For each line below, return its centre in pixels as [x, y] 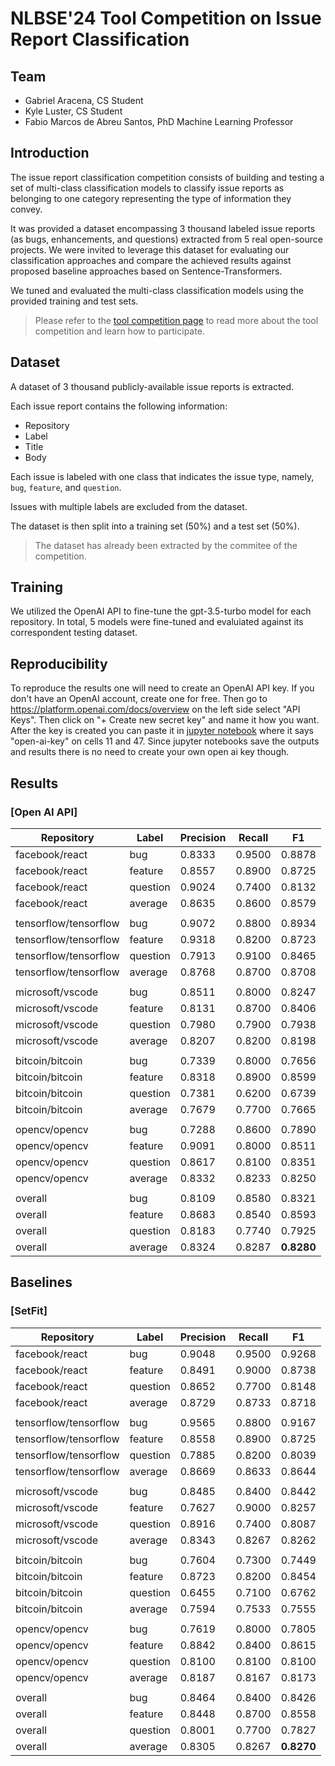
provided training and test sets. [74, 301]
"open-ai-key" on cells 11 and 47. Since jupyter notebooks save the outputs [165, 741]
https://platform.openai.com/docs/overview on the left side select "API [155, 709]
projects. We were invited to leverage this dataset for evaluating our [150, 249]
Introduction [50, 153]
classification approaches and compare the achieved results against [151, 260]
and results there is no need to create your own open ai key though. [150, 752]
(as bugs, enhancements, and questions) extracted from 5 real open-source [166, 239]
